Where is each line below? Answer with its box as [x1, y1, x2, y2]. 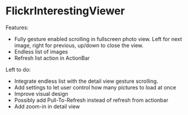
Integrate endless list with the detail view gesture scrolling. [14, 77, 158, 85]
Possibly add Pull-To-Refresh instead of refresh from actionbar [14, 97, 169, 104]
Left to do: [5, 66, 31, 73]
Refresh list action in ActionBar [14, 54, 90, 61]
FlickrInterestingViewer [5, 4, 126, 18]
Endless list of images [14, 48, 68, 55]
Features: [5, 24, 29, 31]
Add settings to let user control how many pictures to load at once [14, 83, 177, 91]
